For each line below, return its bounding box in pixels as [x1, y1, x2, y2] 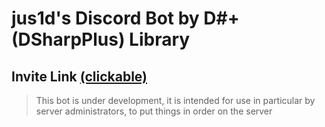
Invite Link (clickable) [11, 68, 148, 85]
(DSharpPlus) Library [11, 28, 191, 51]
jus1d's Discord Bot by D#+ [11, 7, 240, 30]
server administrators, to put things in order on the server [35, 105, 273, 117]
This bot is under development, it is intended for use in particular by [35, 95, 316, 106]
